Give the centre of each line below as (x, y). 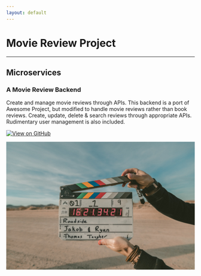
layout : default (26, 13)
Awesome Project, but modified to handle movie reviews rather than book (97, 109)
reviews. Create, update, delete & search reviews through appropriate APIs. (99, 115)
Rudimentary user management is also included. (66, 122)
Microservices (34, 72)
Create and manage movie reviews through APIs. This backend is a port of (98, 103)
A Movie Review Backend (44, 89)
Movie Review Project (61, 43)
